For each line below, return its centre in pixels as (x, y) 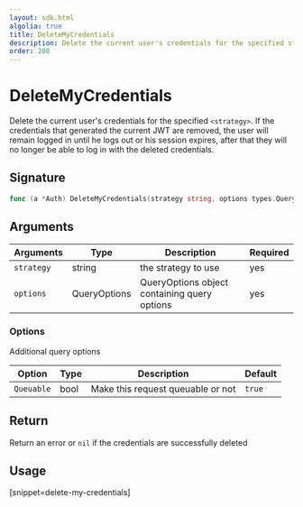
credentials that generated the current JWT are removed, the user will (139, 131)
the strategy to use (179, 267)
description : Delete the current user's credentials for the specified (147, 43)
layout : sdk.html (42, 18)
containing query (175, 293)
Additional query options (55, 351)
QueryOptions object (184, 282)
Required (269, 252)
